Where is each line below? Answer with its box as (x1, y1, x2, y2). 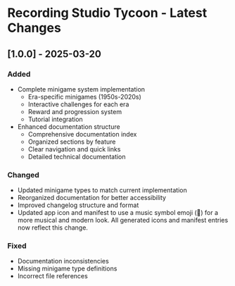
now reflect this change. (17, 223, 88, 232)
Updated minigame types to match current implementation (17, 186, 188, 194)
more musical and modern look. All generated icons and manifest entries (17, 216, 229, 225)
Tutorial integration (27, 115, 83, 123)
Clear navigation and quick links (27, 144, 121, 153)
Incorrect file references (17, 272, 88, 280)
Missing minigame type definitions (17, 264, 118, 273)
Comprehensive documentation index (27, 130, 137, 138)
